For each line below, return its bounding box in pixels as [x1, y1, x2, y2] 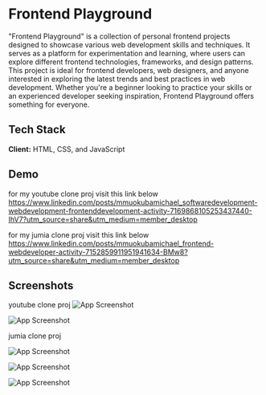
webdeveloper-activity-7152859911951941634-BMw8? [8, 246, 189, 257]
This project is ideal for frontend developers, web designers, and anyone [8, 65, 249, 75]
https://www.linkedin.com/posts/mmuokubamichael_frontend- [8, 238, 215, 248]
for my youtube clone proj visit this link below [8, 189, 159, 198]
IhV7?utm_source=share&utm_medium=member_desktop [8, 214, 198, 224]
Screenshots [8, 279, 74, 292]
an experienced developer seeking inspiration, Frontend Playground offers [8, 91, 255, 100]
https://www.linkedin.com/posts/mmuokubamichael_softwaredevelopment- [8, 197, 258, 207]
